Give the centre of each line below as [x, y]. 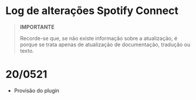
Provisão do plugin [37, 90]
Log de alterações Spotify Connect [92, 11]
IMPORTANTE [37, 27]
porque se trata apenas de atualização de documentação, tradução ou [105, 44]
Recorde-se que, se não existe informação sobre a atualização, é [99, 38]
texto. [27, 50]
